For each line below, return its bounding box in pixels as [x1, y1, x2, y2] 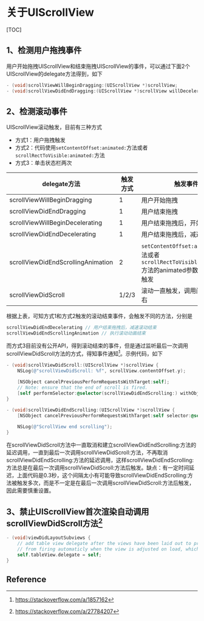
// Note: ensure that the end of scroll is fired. [17, 384, 148, 391]
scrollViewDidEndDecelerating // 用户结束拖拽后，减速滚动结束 [6, 325, 157, 331]
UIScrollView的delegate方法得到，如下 [6, 70, 103, 77]
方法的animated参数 [141, 266, 199, 274]
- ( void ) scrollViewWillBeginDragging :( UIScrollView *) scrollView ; [6, 82, 178, 88]
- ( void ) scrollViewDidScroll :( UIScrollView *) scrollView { [6, 362, 159, 368]
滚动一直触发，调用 [141, 286, 196, 295]
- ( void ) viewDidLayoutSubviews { [6, 535, 91, 541]
